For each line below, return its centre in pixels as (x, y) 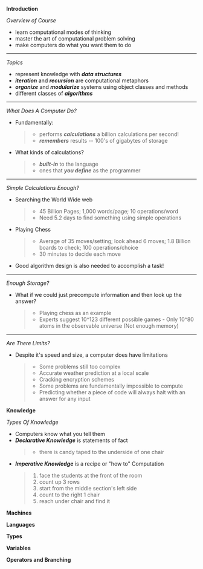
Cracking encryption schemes (77, 379)
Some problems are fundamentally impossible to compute (111, 386)
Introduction (22, 9)
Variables (19, 548)
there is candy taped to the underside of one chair (101, 452)
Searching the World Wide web (54, 200)
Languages (21, 525)
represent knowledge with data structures (68, 74)
